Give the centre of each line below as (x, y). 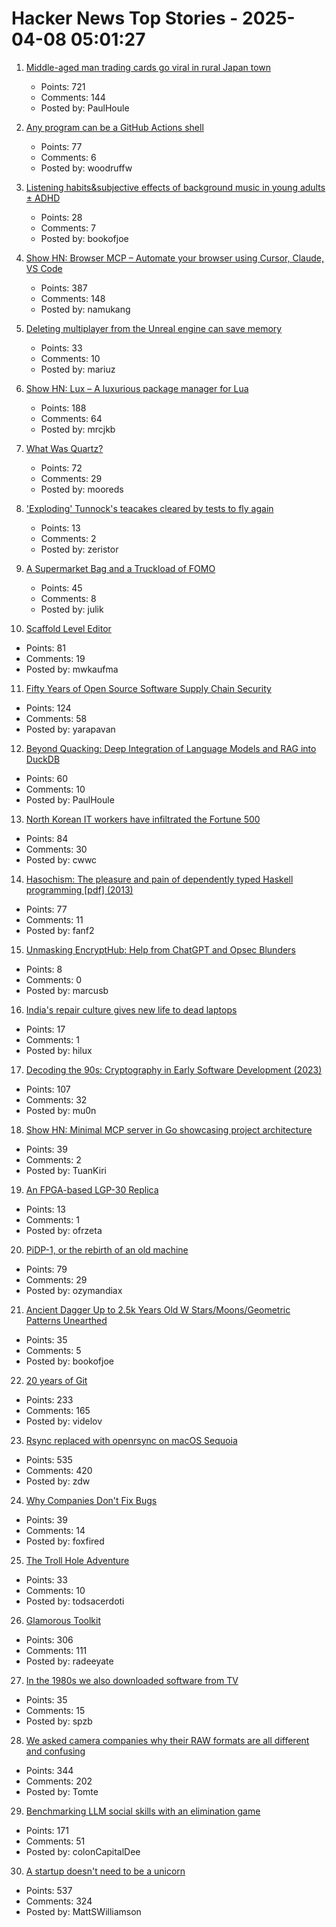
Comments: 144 (73, 97)
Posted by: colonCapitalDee (83, 1851)
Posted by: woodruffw (86, 168)
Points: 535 (49, 1459)
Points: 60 (47, 778)
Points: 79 (46, 1269)
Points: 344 (49, 1770)
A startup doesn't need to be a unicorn (105, 1871)
